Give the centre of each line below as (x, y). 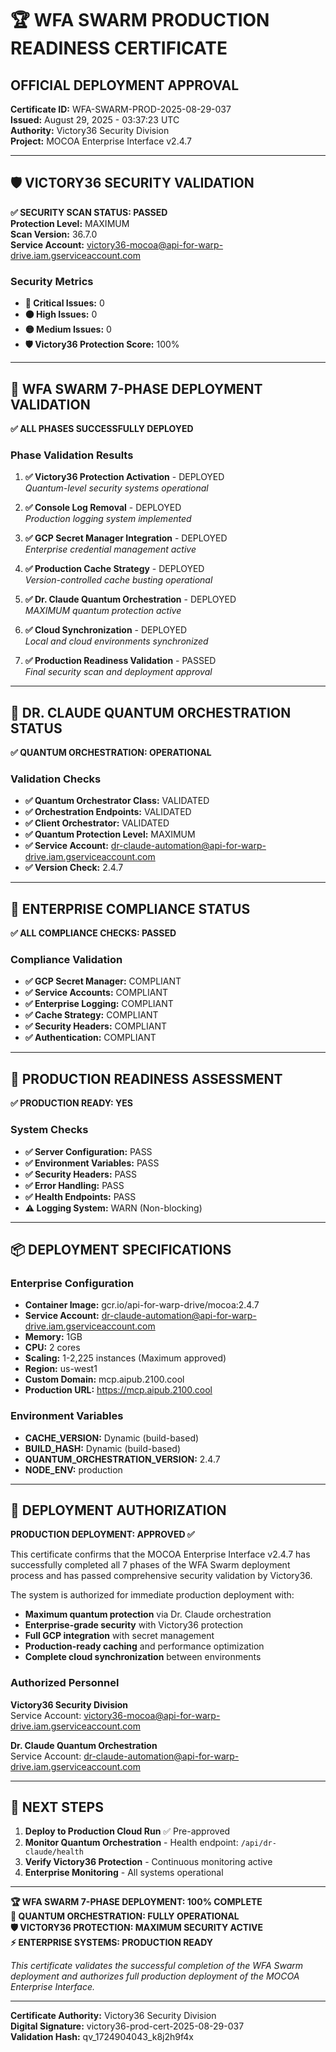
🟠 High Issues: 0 (61, 314)
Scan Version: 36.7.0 (54, 234)
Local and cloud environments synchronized (116, 641)
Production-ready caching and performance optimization (144, 1646)
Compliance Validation (66, 960)
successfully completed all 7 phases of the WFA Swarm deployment (150, 1565)
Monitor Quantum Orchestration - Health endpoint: (131, 1843)
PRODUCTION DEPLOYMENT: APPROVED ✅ (102, 1534)
